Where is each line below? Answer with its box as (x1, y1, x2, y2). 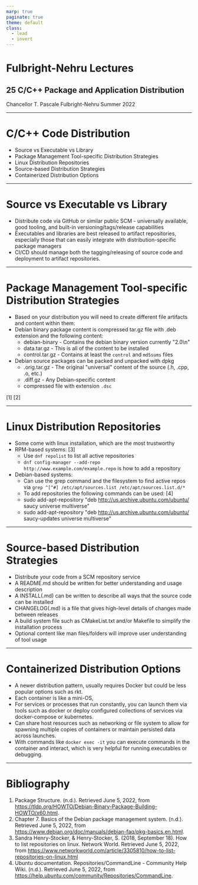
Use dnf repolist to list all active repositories (23, 452, 134, 459)
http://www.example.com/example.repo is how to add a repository (23, 464, 181, 471)
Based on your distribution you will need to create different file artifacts (14, 313, 188, 320)
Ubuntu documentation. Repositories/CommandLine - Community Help (14, 859, 187, 866)
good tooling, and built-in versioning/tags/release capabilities (14, 223, 164, 230)
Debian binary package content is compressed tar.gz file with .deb (14, 326, 177, 333)
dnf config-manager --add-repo (23, 459, 101, 466)
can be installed (14, 598, 54, 606)
